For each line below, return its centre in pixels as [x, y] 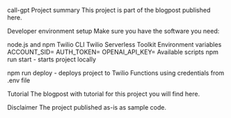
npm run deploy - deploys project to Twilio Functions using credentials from [116, 73]
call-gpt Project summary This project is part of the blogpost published [109, 10]
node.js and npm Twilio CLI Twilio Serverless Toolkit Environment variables [114, 44]
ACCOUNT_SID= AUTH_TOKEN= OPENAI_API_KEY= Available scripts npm [113, 52]
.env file [19, 80]
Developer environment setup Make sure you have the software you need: [113, 31]
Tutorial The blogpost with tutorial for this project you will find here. [104, 94]
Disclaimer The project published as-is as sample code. [87, 107]
